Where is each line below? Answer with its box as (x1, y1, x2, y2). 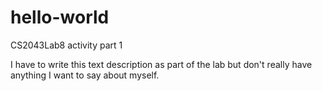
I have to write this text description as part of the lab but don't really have (10, 58, 313, 70)
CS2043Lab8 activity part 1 (10, 39, 123, 51)
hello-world (10, 6, 110, 29)
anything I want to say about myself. (10, 69, 160, 81)
